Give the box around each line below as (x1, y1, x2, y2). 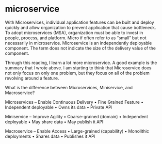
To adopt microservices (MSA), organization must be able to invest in (5, 30, 143, 35)
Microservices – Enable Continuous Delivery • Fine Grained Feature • (5, 99, 144, 105)
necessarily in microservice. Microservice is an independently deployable (5, 40, 152, 46)
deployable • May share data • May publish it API (5, 119, 104, 125)
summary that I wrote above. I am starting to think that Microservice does (5, 64, 152, 71)
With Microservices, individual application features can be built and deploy (5, 19, 154, 25)
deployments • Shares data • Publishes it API (5, 133, 96, 139)
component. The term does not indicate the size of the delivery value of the (5, 45, 156, 51)
